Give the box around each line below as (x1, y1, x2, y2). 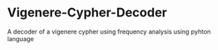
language (7, 34, 34, 42)
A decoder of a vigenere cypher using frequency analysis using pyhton (7, 27, 211, 36)
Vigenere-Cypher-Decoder (7, 5, 167, 21)
